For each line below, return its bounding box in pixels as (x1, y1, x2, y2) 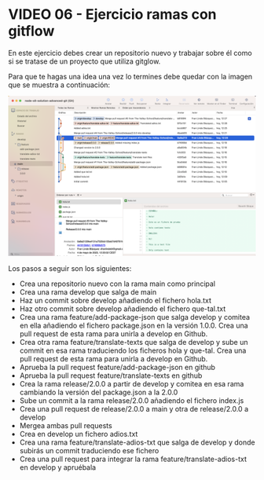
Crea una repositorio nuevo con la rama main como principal (19, 279, 216, 288)
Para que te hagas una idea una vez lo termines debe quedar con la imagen (8, 71, 253, 81)
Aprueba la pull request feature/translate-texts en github (19, 371, 203, 380)
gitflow (8, 22, 55, 40)
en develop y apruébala (19, 462, 97, 472)
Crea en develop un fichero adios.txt (19, 429, 138, 438)
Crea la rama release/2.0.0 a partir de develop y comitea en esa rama (19, 379, 244, 388)
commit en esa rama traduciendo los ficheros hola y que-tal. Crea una (19, 346, 247, 355)
